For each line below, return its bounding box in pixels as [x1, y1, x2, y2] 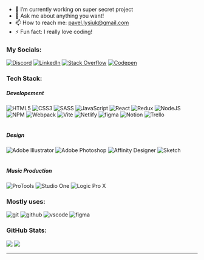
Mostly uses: [6, 198, 46, 206]
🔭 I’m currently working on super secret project [15, 6, 134, 13]
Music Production [6, 167, 53, 174]
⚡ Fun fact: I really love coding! [15, 28, 93, 35]
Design [6, 131, 25, 139]
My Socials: [6, 45, 42, 54]
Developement [6, 89, 44, 96]
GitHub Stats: [6, 226, 47, 235]
